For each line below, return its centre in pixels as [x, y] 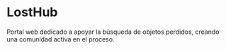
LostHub [32, 12]
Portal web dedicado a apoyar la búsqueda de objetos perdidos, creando [113, 32]
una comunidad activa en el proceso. [61, 39]
